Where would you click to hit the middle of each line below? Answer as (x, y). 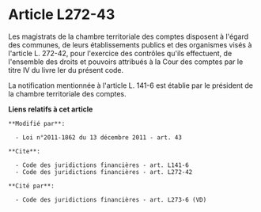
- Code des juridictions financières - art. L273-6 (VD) (111, 199)
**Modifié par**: (37, 123)
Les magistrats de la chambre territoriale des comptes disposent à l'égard (129, 36)
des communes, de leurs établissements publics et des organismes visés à (130, 44)
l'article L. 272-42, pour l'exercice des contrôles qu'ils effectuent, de (120, 53)
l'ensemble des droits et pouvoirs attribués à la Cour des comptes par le (126, 62)
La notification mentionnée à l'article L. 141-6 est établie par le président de (130, 85)
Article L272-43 (62, 15)
